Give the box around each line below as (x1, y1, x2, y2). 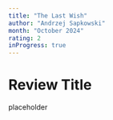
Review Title (8, 76, 92, 94)
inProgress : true (8, 42, 67, 50)
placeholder (8, 102, 48, 112)
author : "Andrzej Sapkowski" (8, 19, 106, 27)
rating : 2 (8, 34, 42, 42)
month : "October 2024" (8, 26, 84, 34)
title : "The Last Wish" (8, 11, 88, 20)
